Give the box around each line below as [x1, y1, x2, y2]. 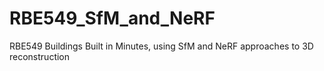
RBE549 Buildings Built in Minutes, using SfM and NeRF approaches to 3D [9, 40, 314, 52]
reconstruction [9, 50, 71, 62]
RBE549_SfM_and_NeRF [9, 7, 216, 30]
